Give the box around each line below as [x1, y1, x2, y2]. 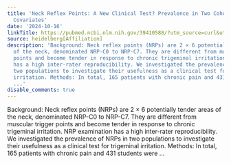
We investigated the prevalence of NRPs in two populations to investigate [7, 134, 215, 143]
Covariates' [13, 16, 48, 23]
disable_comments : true [7, 86, 76, 93]
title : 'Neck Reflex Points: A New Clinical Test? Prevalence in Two [7, 10, 211, 17]
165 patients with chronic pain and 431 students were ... [7, 149, 165, 158]
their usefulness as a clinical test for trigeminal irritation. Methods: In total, [7, 142, 217, 150]
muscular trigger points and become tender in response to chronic [7, 120, 196, 128]
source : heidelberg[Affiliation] [7, 36, 103, 43]
